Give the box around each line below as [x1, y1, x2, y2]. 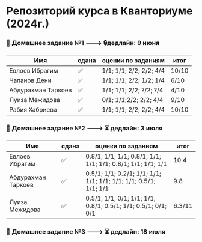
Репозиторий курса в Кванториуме [6, 4, 193, 18]
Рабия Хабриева [9, 106, 57, 114]
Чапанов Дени [9, 76, 52, 85]
